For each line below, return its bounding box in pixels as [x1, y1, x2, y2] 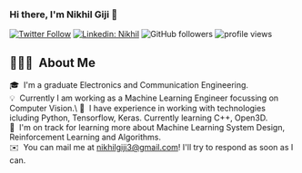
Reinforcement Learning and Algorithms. [9, 131, 162, 143]
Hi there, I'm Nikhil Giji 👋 [9, 8, 118, 21]
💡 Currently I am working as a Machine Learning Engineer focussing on [9, 92, 279, 103]
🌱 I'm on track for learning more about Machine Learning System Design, [9, 122, 285, 133]
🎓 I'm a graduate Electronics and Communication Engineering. [9, 80, 248, 91]
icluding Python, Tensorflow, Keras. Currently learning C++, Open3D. [9, 112, 268, 123]
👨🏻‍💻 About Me [9, 54, 96, 71]
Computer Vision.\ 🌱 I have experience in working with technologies [9, 103, 267, 114]
